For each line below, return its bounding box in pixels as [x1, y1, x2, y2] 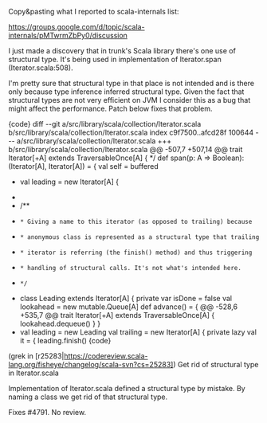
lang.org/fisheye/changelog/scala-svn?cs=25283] [8, 360, 174, 369]
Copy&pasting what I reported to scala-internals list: [8, 7, 179, 16]
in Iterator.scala [8, 368, 60, 378]
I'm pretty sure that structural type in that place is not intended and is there [8, 79, 255, 88]
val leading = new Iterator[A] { [19, 177, 120, 186]
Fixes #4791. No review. [8, 408, 86, 417]
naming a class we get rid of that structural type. [8, 392, 168, 401]
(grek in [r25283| [8, 351, 65, 361]
